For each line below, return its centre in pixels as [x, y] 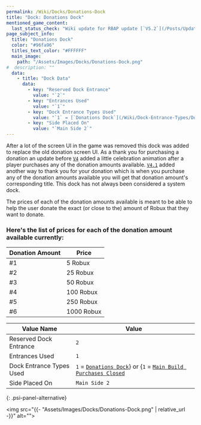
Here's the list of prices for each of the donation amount [89, 230]
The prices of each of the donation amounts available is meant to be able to [99, 202]
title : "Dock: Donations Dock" [45, 17]
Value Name [39, 329]
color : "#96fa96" [33, 45]
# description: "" [31, 67]
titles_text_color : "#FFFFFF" [49, 51]
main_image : [27, 56]
